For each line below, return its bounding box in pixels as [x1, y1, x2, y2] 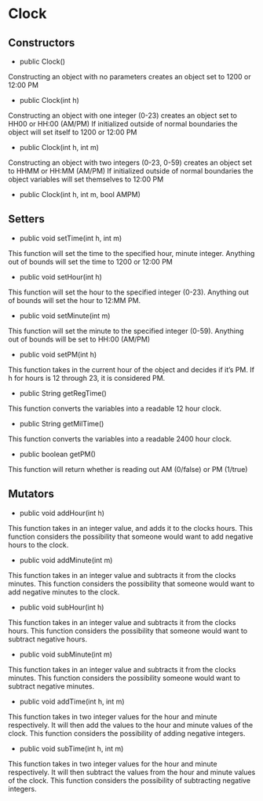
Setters [8, 213, 46, 226]
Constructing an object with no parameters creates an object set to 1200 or [8, 72, 251, 81]
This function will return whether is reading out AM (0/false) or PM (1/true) [8, 464, 248, 474]
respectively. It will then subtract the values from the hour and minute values [8, 767, 256, 777]
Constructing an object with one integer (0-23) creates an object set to [8, 111, 238, 120]
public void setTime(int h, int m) [19, 233, 122, 243]
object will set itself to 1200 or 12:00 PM [8, 127, 137, 137]
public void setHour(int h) [19, 272, 102, 281]
